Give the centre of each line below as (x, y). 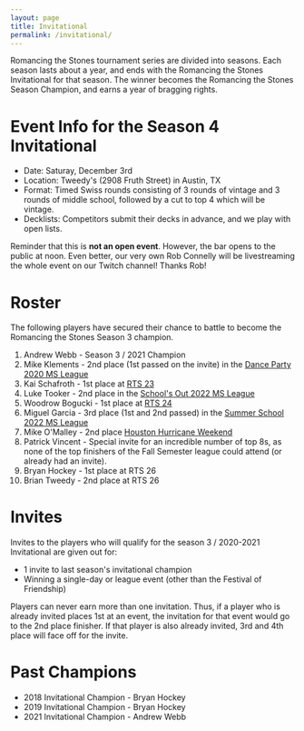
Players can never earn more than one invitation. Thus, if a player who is (145, 606)
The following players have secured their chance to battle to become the (146, 327)
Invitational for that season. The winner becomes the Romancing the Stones (152, 80)
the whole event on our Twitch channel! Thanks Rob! (108, 265)
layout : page (35, 18)
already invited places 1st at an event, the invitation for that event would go (150, 616)
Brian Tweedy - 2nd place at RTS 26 (91, 481)
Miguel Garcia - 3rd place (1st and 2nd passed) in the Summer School (154, 413)
